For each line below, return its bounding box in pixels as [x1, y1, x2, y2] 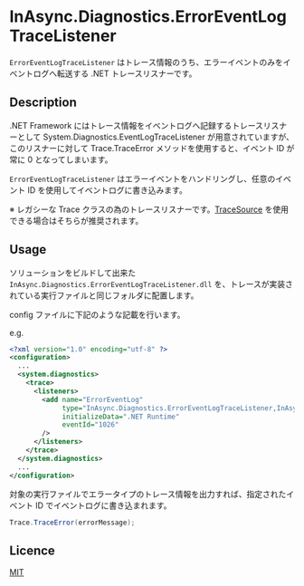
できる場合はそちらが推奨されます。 [9, 215, 144, 226]
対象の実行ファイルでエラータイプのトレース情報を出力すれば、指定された [9, 488, 287, 499]
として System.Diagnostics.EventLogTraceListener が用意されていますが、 [16, 131, 295, 142]
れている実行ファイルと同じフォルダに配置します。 [9, 290, 199, 301]
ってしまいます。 [50, 154, 113, 165]
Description [9, 95, 77, 110]
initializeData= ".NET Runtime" [62, 412, 180, 421]
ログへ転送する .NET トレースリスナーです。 [33, 68, 197, 79]
